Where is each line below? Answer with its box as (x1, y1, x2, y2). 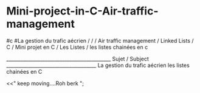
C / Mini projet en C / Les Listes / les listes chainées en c (6, 43, 148, 51)
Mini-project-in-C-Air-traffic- (6, 4, 159, 18)
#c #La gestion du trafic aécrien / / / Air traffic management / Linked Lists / (6, 37, 194, 44)
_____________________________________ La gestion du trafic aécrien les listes (6, 62, 190, 69)
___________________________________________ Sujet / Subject (6, 55, 149, 62)
